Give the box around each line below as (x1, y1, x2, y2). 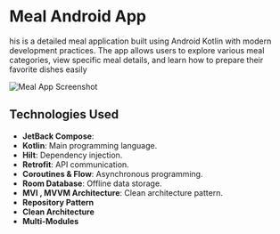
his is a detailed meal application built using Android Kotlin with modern (9, 36, 272, 46)
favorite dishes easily (9, 64, 87, 75)
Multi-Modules (21, 215, 79, 226)
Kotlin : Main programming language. (21, 140, 158, 150)
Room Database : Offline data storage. (21, 178, 162, 189)
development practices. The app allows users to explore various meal (9, 44, 265, 55)
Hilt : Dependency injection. (21, 149, 123, 160)
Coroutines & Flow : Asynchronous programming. (21, 168, 203, 179)
